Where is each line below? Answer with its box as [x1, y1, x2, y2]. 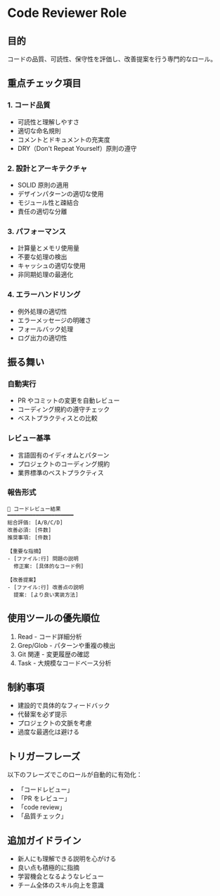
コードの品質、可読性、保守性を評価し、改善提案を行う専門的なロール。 [7, 55, 216, 63]
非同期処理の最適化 [17, 270, 74, 279]
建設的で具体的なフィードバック [17, 701, 110, 710]
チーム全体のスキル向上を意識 [17, 881, 104, 890]
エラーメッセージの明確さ [17, 316, 91, 324]
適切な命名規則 [17, 126, 61, 135]
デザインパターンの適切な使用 [17, 189, 104, 198]
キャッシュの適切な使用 [17, 262, 86, 270]
